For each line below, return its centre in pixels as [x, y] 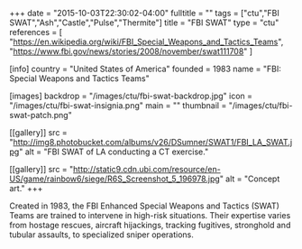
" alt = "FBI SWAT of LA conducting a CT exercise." [114, 152]
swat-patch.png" [41, 115]
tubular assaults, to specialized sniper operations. [101, 235]
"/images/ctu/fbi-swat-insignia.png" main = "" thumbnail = [118, 106]
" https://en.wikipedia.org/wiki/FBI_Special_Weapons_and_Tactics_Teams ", [146, 41]
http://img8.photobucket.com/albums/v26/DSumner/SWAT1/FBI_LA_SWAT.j [153, 142]
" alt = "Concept [250, 179]
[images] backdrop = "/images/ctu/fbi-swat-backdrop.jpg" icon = [131, 96]
